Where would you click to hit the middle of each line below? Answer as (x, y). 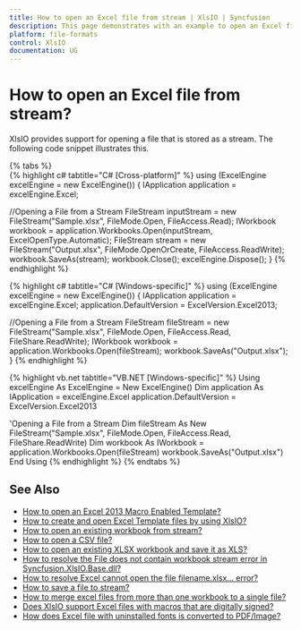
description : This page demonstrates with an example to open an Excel (146, 26)
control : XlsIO (38, 43)
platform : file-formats (54, 34)
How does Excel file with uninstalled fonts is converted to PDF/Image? (151, 616)
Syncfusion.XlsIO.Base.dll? (72, 568)
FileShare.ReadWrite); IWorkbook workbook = (94, 342)
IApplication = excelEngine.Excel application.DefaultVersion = (123, 397)
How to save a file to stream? (76, 587)
